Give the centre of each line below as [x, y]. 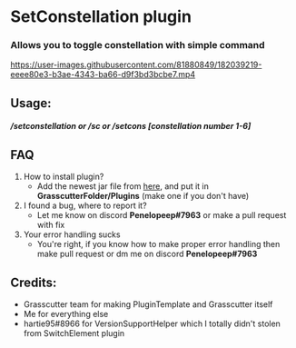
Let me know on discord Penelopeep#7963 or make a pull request [162, 215]
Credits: [34, 282]
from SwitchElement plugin [74, 333]
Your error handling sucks [72, 234]
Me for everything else [66, 314]
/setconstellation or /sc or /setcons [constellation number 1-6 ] [131, 126]
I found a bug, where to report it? [85, 205]
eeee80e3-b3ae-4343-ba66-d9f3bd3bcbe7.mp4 [103, 75]
